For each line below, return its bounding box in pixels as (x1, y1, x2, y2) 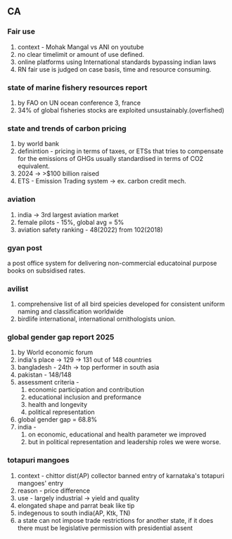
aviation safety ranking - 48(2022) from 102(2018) (17, 225, 163, 234)
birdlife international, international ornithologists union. (17, 315, 176, 323)
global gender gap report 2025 (7, 332, 115, 342)
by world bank (17, 140, 60, 148)
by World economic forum (17, 348, 94, 357)
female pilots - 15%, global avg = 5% (17, 218, 124, 226)
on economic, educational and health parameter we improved (27, 430, 207, 439)
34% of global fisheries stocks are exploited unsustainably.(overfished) (17, 105, 225, 115)
